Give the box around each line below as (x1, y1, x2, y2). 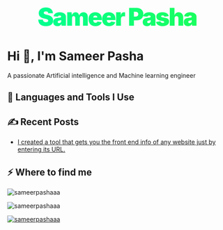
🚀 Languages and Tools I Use (7, 92, 134, 104)
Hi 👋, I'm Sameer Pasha (7, 49, 144, 64)
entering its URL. (17, 145, 66, 154)
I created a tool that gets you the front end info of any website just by (17, 138, 216, 147)
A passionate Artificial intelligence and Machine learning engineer (7, 71, 197, 79)
